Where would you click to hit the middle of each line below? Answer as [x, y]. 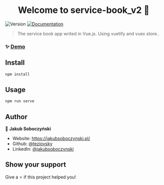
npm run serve [20, 101]
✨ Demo [15, 46]
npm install [17, 74]
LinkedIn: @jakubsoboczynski [43, 149]
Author [16, 117]
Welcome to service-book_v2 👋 [84, 10]
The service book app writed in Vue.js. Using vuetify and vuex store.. [88, 33]
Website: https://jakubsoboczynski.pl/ [51, 139]
